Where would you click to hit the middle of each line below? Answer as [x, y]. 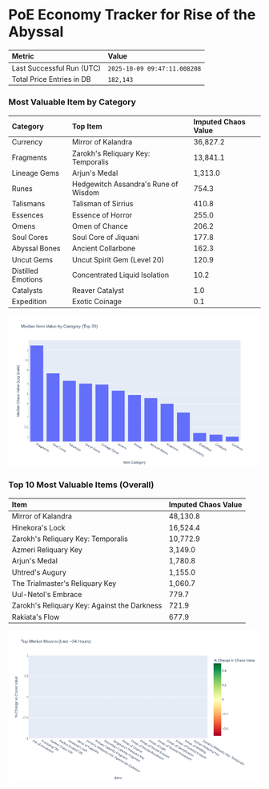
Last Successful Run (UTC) [56, 68]
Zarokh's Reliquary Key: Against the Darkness [87, 606]
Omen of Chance [100, 226]
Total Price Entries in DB [51, 79]
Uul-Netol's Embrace [47, 595]
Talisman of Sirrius [102, 204]
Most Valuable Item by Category [72, 102]
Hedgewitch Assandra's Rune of [125, 184]
